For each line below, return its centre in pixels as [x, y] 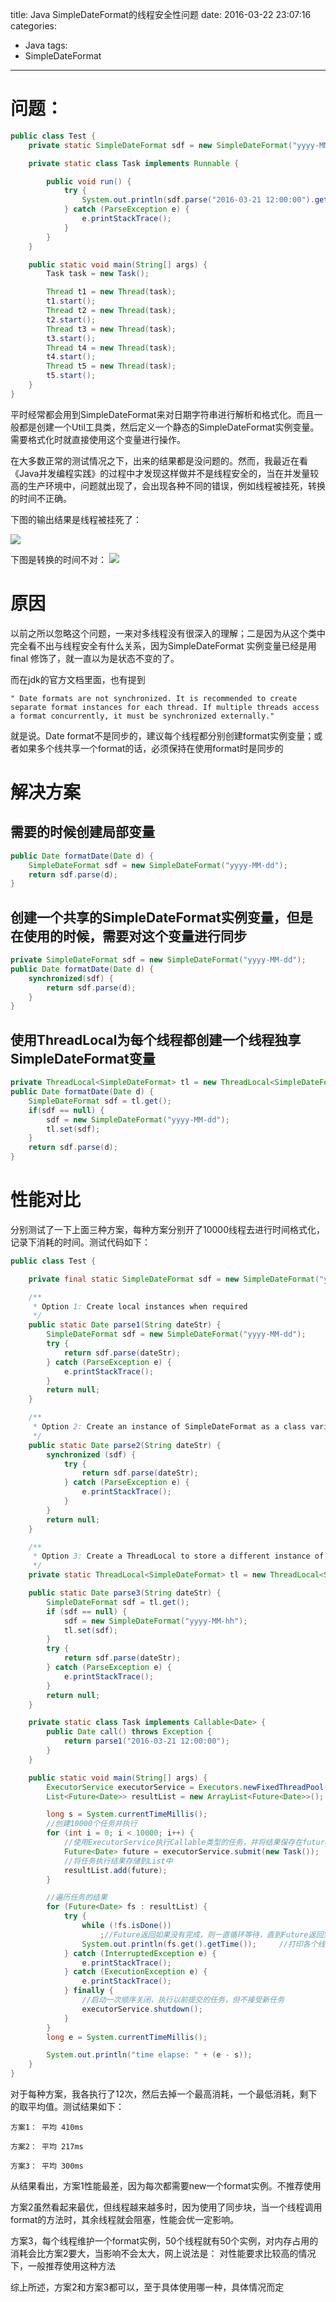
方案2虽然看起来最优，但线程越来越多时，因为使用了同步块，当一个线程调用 [166, 2207]
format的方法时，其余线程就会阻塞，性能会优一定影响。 [125, 2220]
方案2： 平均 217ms [47, 2147]
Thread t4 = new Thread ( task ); [111, 348]
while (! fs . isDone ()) [126, 1926]
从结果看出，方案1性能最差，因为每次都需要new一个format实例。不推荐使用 [166, 2186]
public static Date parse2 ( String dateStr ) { [125, 1445]
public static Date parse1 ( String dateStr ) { [125, 1325]
